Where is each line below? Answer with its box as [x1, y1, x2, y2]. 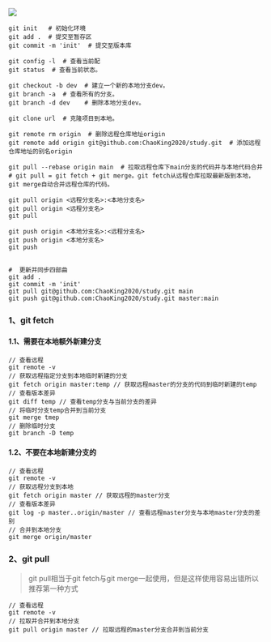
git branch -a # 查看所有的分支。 [8, 90, 119, 98]
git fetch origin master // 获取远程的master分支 [8, 491, 171, 500]
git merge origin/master [8, 533, 92, 541]
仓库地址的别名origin [8, 148, 73, 156]
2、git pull [8, 554, 50, 565]
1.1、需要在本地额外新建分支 [8, 336, 102, 346]
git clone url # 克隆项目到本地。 [8, 114, 119, 122]
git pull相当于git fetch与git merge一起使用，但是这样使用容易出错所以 [28, 573, 259, 583]
